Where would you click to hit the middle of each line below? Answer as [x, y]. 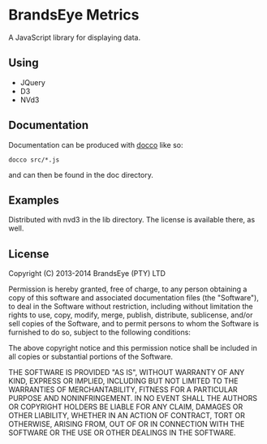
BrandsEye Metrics [74, 15]
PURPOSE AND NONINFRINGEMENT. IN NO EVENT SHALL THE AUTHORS [133, 399]
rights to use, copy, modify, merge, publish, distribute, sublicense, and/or [131, 315]
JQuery [33, 82]
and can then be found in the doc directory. [81, 175]
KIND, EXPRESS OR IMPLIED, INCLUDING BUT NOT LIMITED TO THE [123, 381]
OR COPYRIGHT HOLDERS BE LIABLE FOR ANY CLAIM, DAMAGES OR [126, 407]
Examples [34, 200]
